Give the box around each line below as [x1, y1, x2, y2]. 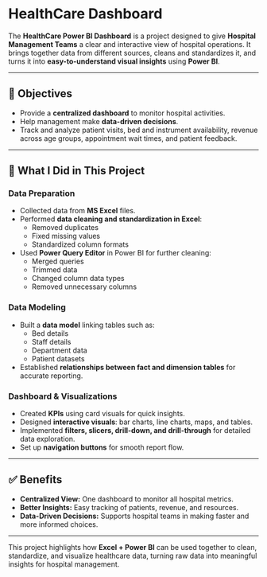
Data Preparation [8, 188, 75, 199]
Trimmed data [31, 265, 78, 275]
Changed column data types [31, 274, 125, 283]
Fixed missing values [31, 232, 101, 241]
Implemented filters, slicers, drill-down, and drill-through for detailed [19, 426, 251, 435]
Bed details [31, 328, 69, 338]
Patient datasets [31, 353, 85, 363]
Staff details [31, 337, 72, 346]
